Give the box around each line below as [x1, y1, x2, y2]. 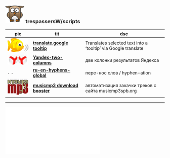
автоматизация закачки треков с [85, 83, 157, 88]
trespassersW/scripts [25, 18, 80, 25]
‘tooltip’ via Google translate [85, 45, 144, 51]
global [32, 72, 47, 78]
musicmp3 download [32, 83, 78, 88]
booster [32, 88, 50, 94]
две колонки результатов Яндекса [85, 57, 159, 63]
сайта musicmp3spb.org [85, 88, 137, 94]
